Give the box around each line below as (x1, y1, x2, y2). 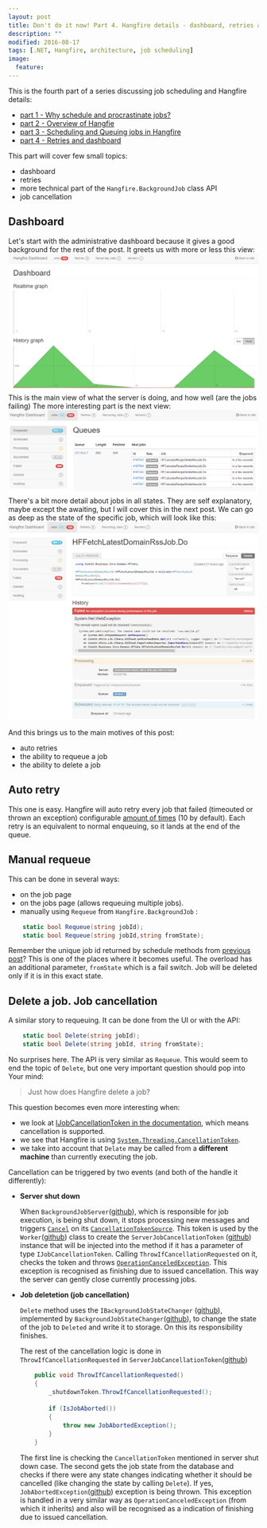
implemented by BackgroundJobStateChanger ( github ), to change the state (19, 1313, 257, 1323)
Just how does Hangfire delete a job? (27, 1087, 151, 1097)
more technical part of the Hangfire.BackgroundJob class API (19, 183, 218, 193)
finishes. (19, 1330, 48, 1340)
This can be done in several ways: (8, 874, 120, 884)
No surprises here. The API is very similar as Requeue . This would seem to (8, 1054, 249, 1064)
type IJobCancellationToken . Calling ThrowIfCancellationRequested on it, (19, 1249, 258, 1258)
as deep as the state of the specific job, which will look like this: (8, 513, 217, 522)
